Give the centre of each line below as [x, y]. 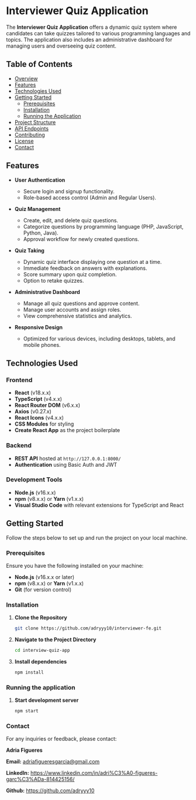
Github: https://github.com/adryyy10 [50, 791]
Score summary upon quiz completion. [70, 274]
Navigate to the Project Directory [55, 640]
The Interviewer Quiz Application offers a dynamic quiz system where [92, 27]
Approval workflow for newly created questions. [81, 239]
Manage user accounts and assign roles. [72, 309]
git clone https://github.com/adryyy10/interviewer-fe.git [88, 628]
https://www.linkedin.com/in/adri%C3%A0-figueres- [94, 773]
